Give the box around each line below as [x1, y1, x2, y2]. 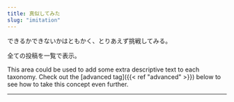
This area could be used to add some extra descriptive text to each [7, 65, 200, 74]
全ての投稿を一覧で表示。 [7, 51, 81, 60]
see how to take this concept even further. [7, 80, 129, 88]
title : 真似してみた [7, 10, 61, 17]
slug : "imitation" [7, 17, 61, 24]
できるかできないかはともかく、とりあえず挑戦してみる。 [7, 36, 172, 45]
